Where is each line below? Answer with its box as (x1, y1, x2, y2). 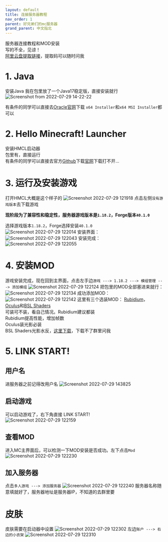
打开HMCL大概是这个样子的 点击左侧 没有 (5, 195, 159, 201)
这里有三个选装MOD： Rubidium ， (77, 296, 148, 302)
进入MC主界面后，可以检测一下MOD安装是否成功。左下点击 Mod (5, 447, 135, 453)
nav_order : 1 (5, 17, 33, 22)
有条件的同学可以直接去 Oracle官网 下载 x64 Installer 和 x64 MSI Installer (5, 104, 158, 110)
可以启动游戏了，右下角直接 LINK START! (5, 411, 90, 417)
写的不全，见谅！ (5, 47, 41, 53)
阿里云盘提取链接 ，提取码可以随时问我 (5, 53, 84, 59)
